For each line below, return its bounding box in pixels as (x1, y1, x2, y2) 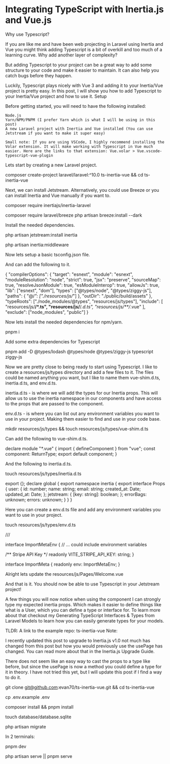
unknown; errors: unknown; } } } (5, 496, 73, 503)
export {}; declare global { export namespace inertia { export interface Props (5, 480, 165, 486)
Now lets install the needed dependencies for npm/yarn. (5, 319, 123, 325)
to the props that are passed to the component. (5, 400, 104, 406)
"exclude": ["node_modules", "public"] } (5, 309, 89, 315)
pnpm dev (5, 743, 26, 749)
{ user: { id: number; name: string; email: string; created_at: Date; (5, 486, 141, 492)
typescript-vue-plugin (5, 153, 53, 158)
